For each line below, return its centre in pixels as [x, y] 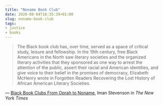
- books [13, 33]
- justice [15, 28]
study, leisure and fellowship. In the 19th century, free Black [78, 52]
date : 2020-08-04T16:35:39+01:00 [39, 14]
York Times [17, 98]
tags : [11, 23]
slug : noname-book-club [29, 19]
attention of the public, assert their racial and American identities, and [88, 68]
